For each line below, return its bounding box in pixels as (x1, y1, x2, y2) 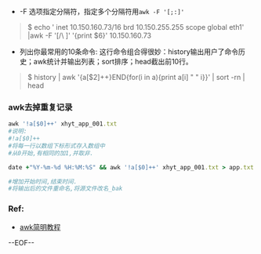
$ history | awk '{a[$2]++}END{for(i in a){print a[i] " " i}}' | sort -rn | (27, 73, 245, 82)
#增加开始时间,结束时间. (8, 177, 78, 186)
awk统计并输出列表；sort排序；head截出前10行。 (33, 57, 194, 66)
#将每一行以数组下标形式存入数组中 (8, 142, 106, 150)
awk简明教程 (19, 222, 61, 231)
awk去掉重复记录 (8, 101, 73, 112)
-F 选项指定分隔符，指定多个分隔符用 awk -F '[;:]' (19, 7, 185, 16)
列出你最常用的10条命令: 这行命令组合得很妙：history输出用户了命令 (19, 47, 239, 56)
